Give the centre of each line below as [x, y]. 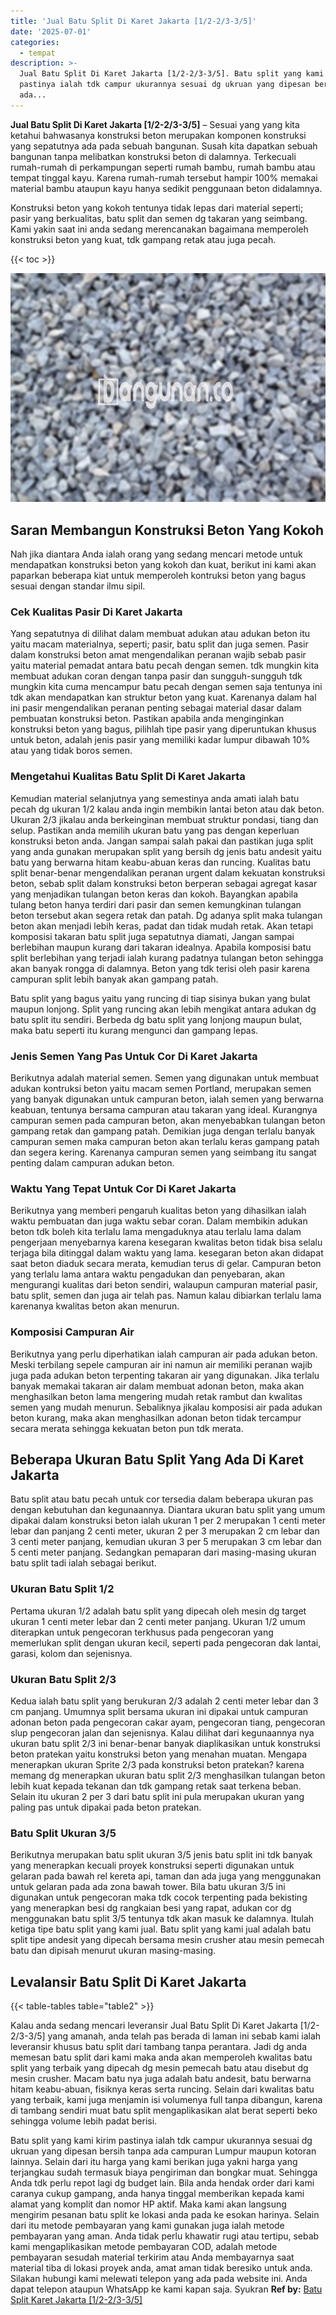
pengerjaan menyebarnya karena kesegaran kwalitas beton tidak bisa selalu [166, 1242]
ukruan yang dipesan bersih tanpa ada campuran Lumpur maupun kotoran [163, 2151]
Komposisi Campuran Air [72, 1332]
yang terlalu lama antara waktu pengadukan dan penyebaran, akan [148, 1274]
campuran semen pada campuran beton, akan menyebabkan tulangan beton [168, 1120]
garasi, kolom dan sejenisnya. [71, 1653]
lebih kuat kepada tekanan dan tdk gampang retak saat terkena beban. [156, 1786]
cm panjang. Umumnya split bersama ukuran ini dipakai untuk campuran [159, 1711]
